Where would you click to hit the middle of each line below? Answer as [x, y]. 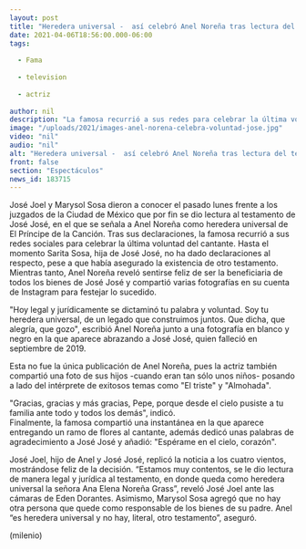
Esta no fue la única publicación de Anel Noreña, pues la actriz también [143, 367]
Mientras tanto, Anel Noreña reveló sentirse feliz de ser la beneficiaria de [147, 273]
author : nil [32, 111]
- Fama [30, 60]
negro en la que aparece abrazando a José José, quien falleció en [133, 339]
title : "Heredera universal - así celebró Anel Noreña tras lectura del [153, 26]
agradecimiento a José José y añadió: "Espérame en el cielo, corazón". [143, 442]
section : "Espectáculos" [56, 171]
